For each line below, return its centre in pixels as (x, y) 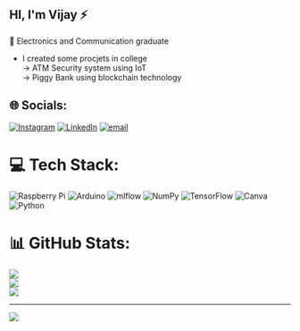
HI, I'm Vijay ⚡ (49, 15)
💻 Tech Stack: (64, 165)
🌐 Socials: (38, 106)
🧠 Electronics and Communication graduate (89, 41)
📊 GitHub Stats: (70, 243)
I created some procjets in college (84, 58)
